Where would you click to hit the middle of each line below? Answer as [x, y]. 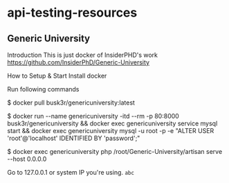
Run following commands [43, 89]
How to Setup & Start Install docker [57, 76]
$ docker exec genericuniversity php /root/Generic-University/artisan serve [115, 151]
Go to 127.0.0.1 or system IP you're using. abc [71, 172]
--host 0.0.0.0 [27, 159]
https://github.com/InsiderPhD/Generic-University [79, 62]
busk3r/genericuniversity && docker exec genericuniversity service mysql [112, 123]
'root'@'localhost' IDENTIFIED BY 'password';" [74, 138]
